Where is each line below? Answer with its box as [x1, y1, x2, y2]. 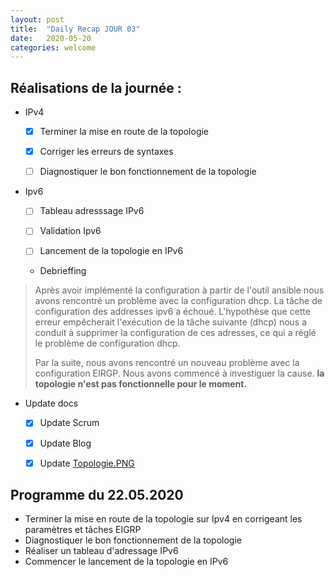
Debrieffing [39, 265, 87, 277]
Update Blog [39, 437, 92, 449]
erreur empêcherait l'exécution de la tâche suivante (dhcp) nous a [34, 316, 308, 328]
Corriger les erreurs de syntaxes [39, 146, 174, 158]
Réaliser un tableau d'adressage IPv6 [24, 545, 179, 557]
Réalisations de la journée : [10, 79, 182, 96]
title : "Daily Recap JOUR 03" [10, 24, 141, 34]
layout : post [10, 14, 65, 25]
